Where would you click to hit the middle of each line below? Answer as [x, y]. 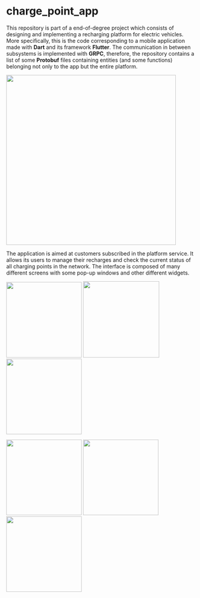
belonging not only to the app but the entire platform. [72, 66]
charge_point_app [52, 11]
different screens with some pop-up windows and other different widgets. [98, 273]
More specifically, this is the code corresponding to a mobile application [96, 41]
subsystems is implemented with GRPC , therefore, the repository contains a [100, 53]
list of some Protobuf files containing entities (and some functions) [89, 60]
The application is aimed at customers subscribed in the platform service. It [100, 253]
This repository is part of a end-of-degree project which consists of [90, 28]
